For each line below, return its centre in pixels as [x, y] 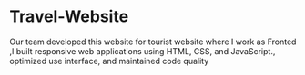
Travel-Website [69, 17]
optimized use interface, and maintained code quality [109, 61]
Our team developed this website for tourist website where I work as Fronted [153, 42]
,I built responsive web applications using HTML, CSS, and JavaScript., [142, 51]
